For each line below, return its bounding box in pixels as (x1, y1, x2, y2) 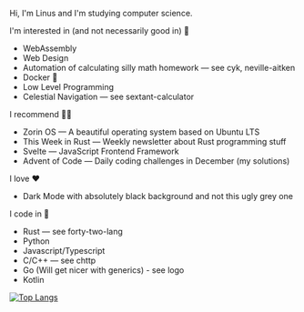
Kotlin (22, 275, 45, 285)
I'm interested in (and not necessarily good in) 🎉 (9, 25, 189, 35)
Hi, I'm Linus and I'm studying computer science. (9, 8, 193, 18)
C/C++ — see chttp (22, 255, 96, 266)
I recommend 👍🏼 (9, 109, 73, 119)
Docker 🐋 (22, 72, 58, 83)
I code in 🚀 (9, 208, 50, 219)
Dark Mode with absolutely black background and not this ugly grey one (22, 191, 294, 201)
